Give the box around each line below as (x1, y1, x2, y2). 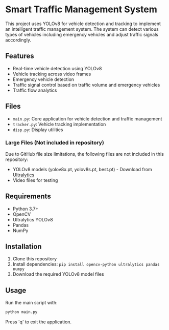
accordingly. (5, 37, 32, 43)
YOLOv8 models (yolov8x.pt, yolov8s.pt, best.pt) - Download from (12, 166, 152, 172)
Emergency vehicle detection (12, 76, 75, 82)
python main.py (5, 310, 38, 315)
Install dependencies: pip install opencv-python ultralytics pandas (12, 261, 160, 267)
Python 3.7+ (12, 205, 39, 212)
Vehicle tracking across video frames (12, 71, 91, 77)
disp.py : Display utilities (12, 127, 63, 133)
